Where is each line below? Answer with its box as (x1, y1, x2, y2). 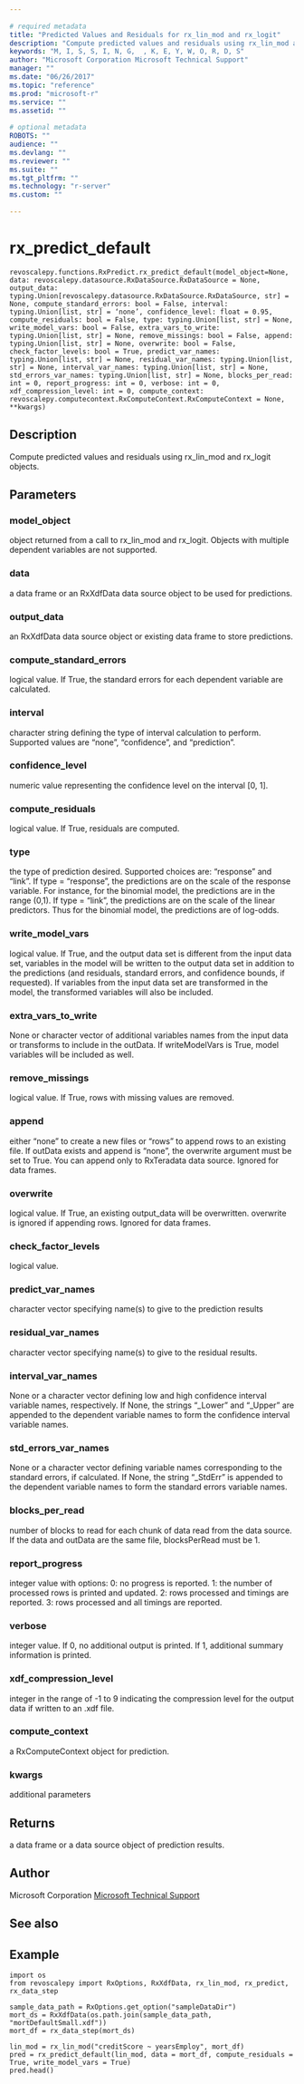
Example (9, 1946, 60, 1963)
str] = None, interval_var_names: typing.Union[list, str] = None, (9, 363, 270, 372)
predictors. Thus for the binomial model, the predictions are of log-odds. (9, 905, 280, 916)
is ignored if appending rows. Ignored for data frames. (9, 1216, 211, 1228)
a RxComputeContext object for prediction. (9, 1746, 170, 1757)
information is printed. (9, 1650, 92, 1661)
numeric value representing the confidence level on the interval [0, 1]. (9, 780, 269, 790)
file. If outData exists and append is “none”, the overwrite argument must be (9, 1145, 292, 1156)
